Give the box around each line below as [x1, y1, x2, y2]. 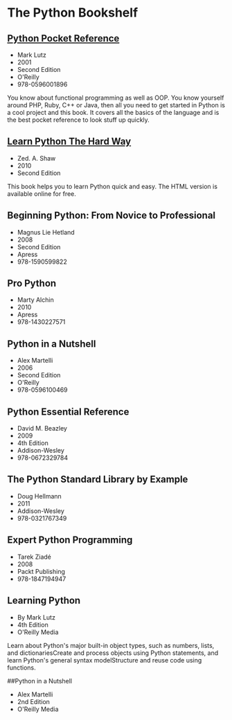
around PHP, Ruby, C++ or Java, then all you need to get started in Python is [7, 101, 225, 109]
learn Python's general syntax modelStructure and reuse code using [7, 656, 202, 664]
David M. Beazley [17, 424, 68, 433]
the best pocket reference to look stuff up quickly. [7, 116, 150, 124]
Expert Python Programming [7, 534, 133, 546]
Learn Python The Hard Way [7, 136, 132, 147]
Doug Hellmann [17, 492, 62, 500]
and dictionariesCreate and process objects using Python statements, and [7, 649, 219, 657]
